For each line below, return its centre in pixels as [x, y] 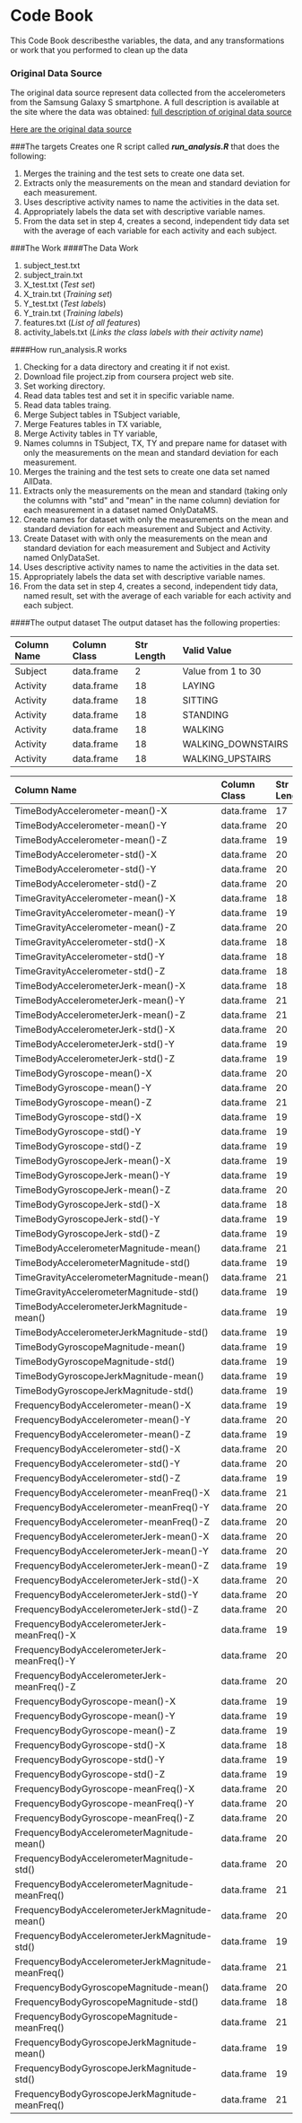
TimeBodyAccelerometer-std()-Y [86, 869]
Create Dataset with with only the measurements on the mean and [145, 538]
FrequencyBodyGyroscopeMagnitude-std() [107, 2002]
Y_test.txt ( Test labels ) [65, 304]
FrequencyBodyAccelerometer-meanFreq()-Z [112, 1522]
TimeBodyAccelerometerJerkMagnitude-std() [112, 1332]
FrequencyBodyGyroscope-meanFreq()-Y [105, 1804]
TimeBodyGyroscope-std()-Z [78, 1147]
